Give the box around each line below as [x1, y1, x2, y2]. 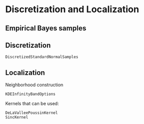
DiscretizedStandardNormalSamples [5, 54, 79, 59]
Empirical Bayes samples [5, 24, 87, 33]
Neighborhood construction [5, 82, 64, 88]
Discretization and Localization [5, 4, 139, 15]
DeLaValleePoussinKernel [5, 110, 58, 115]
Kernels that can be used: [5, 101, 60, 107]
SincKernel [5, 115, 28, 120]
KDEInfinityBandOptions [5, 91, 56, 97]
